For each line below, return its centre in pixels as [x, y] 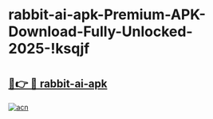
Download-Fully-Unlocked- [101, 32]
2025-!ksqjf [49, 49]
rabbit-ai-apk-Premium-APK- [107, 15]
